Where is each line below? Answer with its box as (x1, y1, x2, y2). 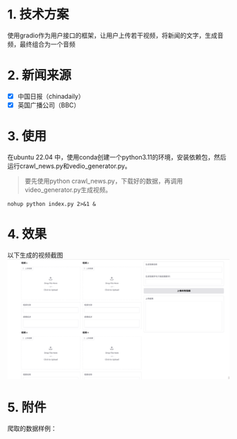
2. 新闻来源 (7, 68, 72, 83)
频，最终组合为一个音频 (7, 40, 75, 48)
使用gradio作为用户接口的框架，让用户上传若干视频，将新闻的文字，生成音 (7, 31, 224, 40)
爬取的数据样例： (7, 424, 57, 433)
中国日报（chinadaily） (17, 92, 85, 100)
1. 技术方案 (7, 6, 69, 23)
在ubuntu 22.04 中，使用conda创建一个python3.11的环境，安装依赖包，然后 (7, 152, 227, 161)
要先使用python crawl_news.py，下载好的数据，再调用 (24, 176, 183, 185)
